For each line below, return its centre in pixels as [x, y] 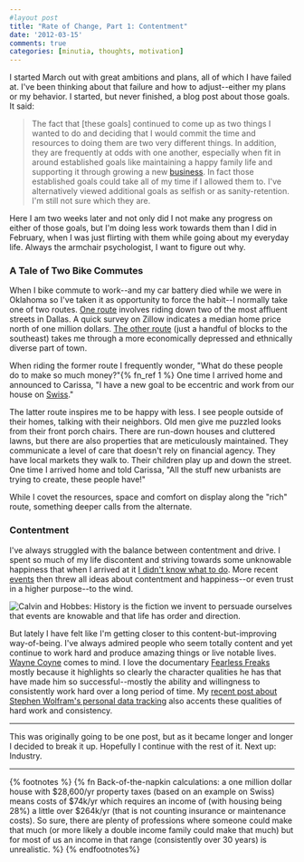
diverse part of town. [48, 348]
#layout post [34, 18]
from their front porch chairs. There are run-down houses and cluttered [142, 431]
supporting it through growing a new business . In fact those [143, 172]
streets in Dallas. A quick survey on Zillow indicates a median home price [146, 319]
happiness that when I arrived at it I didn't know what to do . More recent [144, 569]
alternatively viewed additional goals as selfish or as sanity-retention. [160, 191]
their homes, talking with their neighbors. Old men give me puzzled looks [146, 421]
